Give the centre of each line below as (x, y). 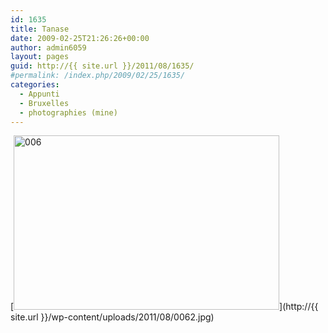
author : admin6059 (48, 47)
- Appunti (39, 94)
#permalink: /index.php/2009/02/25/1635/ (98, 76)
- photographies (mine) (68, 112)
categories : (35, 85)
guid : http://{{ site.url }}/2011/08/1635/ (102, 66)
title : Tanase (40, 29)
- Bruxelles (44, 103)
